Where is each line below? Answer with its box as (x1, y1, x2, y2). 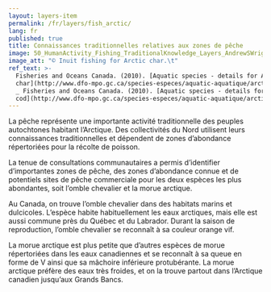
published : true (8, 34, 63, 43)
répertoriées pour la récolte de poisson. (8, 142, 140, 152)
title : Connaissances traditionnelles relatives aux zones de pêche (8, 42, 244, 50)
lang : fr (8, 27, 38, 35)
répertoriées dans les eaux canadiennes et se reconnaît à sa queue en (8, 249, 242, 259)
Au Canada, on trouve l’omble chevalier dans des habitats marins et (8, 199, 232, 209)
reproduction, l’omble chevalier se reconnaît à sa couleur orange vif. (8, 225, 235, 235)
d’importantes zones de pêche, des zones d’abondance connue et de (8, 166, 240, 176)
